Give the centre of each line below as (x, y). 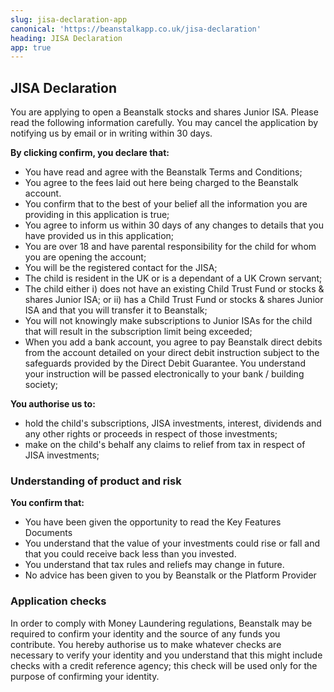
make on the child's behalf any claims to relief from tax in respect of (165, 445)
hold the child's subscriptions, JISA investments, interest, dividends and (173, 423)
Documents (48, 533)
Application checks (58, 601)
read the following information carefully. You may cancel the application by (164, 123)
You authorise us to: (53, 404)
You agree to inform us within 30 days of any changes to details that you (174, 225)
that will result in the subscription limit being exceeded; (138, 332)
